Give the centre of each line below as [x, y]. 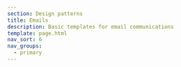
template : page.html [38, 33]
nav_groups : [25, 46]
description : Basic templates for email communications [90, 27]
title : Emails [28, 20]
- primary [28, 53]
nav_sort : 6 [25, 40]
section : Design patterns [45, 14]
